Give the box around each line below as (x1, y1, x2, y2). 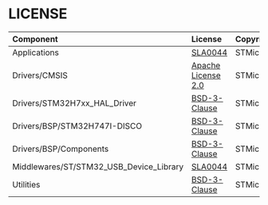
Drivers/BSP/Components (12, 143, 109, 154)
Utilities (12, 179, 41, 190)
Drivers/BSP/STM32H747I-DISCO (12, 120, 142, 131)
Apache (191, 60, 221, 71)
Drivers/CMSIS (12, 69, 68, 80)
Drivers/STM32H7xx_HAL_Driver (12, 97, 137, 108)
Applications (12, 47, 60, 58)
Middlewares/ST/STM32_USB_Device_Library (12, 161, 184, 172)
